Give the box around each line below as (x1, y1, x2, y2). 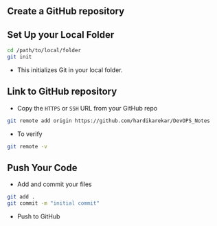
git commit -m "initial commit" (7, 200, 100, 207)
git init (7, 54, 32, 60)
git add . (7, 194, 36, 201)
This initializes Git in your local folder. (16, 65, 123, 74)
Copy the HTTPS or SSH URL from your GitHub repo (16, 104, 158, 112)
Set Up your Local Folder (7, 29, 115, 41)
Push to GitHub (16, 212, 60, 221)
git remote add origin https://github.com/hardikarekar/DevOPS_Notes (7, 117, 211, 124)
